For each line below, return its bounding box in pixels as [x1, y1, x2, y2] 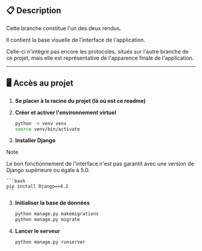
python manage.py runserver [14, 239, 85, 246]
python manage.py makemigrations [14, 211, 99, 217]
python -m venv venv [14, 120, 67, 126]
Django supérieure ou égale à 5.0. [6, 167, 90, 174]
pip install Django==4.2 [6, 184, 69, 190]
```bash [6, 178, 26, 184]
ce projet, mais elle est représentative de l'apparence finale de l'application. [6, 54, 194, 61]
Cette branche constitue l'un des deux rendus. [6, 24, 121, 32]
